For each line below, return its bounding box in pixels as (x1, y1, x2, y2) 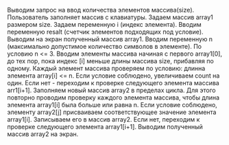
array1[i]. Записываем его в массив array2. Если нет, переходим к (7, 115, 200, 123)
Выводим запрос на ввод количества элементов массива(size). (7, 6, 195, 14)
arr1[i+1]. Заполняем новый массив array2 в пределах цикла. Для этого (7, 86, 216, 94)
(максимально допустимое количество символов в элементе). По (7, 43, 202, 50)
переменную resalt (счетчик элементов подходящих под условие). (7, 27, 204, 36)
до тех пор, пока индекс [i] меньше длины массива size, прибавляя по (7, 57, 214, 65)
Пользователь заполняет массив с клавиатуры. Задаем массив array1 (7, 13, 214, 21)
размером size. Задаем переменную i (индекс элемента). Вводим (7, 21, 202, 28)
